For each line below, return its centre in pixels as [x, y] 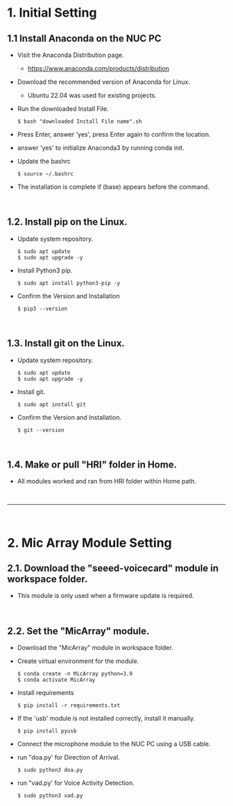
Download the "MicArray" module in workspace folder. [95, 648]
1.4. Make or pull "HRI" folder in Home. [92, 465]
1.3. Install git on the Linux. [66, 344]
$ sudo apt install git [52, 404]
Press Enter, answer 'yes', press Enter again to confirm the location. [114, 134]
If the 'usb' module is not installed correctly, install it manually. [106, 719]
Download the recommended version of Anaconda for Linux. [104, 82]
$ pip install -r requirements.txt [69, 705]
